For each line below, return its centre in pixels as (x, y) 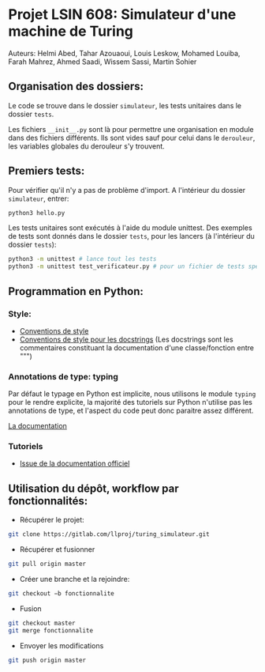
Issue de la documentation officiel (75, 463)
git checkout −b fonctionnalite (61, 594)
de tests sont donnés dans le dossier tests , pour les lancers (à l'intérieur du (131, 236)
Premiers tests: (47, 171)
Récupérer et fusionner (57, 549)
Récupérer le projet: (52, 520)
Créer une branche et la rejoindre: (75, 580)
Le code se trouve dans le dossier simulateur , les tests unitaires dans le (125, 105)
